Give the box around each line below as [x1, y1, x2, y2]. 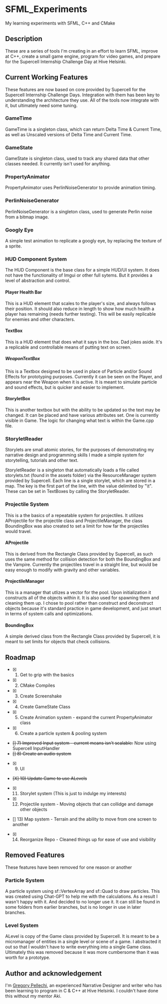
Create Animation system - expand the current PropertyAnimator [19, 714, 153, 720]
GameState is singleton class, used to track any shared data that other [5, 155, 150, 161]
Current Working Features [5, 73, 88, 82]
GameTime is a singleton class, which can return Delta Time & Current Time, [5, 126, 162, 132]
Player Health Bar [5, 289, 42, 295]
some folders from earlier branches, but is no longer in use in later [5, 904, 141, 910]
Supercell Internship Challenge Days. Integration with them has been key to [5, 92, 160, 98]
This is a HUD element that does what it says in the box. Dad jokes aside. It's [5, 339, 163, 345]
